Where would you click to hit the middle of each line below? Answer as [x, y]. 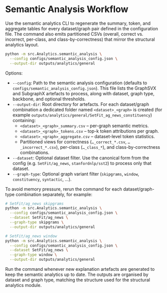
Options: [14, 73]
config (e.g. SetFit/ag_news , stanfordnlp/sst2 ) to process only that [82, 163]
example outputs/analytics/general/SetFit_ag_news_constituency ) [82, 115]
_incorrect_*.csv [38, 147]
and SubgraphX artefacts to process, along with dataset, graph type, [83, 93]
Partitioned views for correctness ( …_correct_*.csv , [73, 142]
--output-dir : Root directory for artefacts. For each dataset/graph [81, 104]
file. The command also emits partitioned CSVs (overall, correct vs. [74, 34]
